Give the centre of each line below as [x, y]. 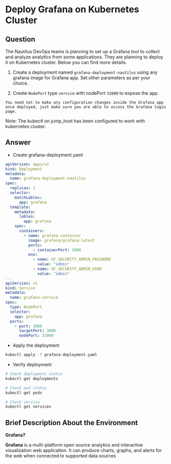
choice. [21, 83]
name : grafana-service [34, 298]
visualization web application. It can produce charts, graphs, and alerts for [84, 450]
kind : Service [20, 288]
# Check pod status [26, 388]
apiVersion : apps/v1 [27, 164]
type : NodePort [26, 307]
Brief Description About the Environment [72, 423]
